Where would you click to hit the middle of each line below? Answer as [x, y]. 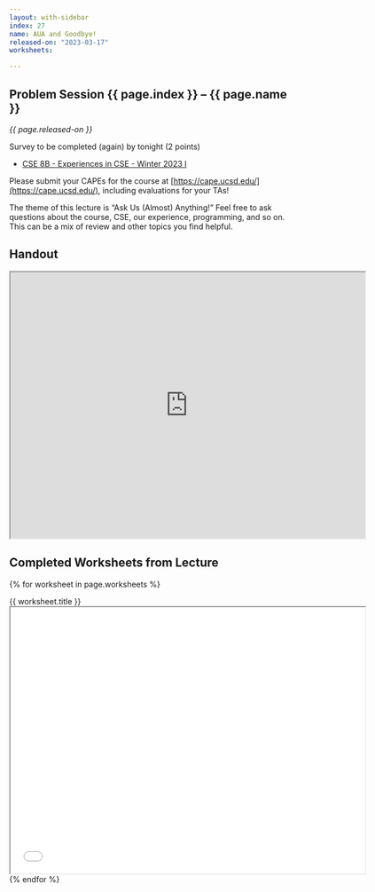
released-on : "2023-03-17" [59, 42]
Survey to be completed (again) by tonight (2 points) [105, 146]
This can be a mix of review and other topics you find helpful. [121, 226]
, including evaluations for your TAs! [164, 190]
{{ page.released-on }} [51, 129]
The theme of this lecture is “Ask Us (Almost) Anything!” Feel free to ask [141, 207]
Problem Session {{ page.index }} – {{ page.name [148, 94]
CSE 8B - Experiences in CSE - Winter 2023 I [105, 163]
